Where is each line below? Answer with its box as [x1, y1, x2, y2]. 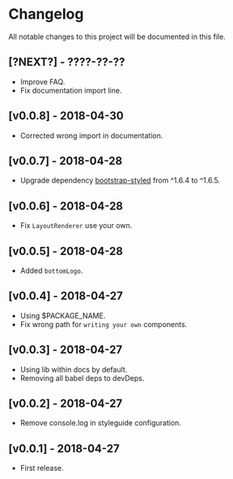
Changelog [8, 5, 84, 24]
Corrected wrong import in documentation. [19, 131, 163, 140]
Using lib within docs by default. [19, 365, 128, 374]
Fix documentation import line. [19, 85, 122, 95]
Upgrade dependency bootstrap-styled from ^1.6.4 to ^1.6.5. [19, 175, 221, 185]
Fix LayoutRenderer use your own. [19, 221, 133, 231]
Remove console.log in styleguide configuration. [19, 418, 182, 428]
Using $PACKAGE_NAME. [19, 310, 106, 321]
